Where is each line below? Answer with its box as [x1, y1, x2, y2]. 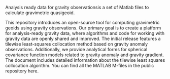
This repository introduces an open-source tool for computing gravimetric [5, 20, 160, 25]
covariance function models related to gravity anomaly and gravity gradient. [5, 52, 164, 58]
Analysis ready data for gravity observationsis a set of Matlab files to [5, 5, 149, 10]
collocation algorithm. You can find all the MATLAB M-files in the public [5, 63, 154, 68]
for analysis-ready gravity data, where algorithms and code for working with [5, 30, 165, 36]
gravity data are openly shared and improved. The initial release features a [5, 35, 161, 42]
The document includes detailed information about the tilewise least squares [5, 57, 165, 63]
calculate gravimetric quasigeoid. [5, 10, 75, 16]
